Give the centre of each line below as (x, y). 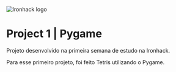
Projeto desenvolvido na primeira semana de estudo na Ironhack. (88, 50)
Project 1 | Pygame (54, 34)
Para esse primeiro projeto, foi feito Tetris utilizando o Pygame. (86, 62)
